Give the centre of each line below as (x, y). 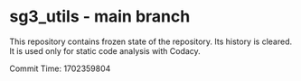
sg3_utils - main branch (100, 17)
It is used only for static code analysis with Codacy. (105, 50)
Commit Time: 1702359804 (60, 68)
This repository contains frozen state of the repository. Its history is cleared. (150, 41)
